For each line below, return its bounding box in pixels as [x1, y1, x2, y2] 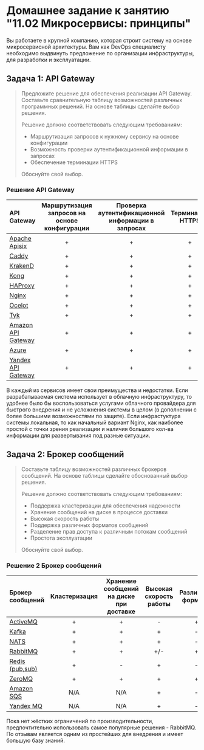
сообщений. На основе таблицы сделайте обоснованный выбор [21, 472, 188, 479]
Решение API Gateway [6, 185, 75, 194]
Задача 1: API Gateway [6, 74, 95, 84]
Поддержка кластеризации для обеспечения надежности [30, 502, 181, 509]
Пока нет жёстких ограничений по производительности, [6, 718, 154, 725]
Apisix [9, 242, 27, 250]
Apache [9, 235, 32, 243]
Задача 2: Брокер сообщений [6, 449, 124, 459]
